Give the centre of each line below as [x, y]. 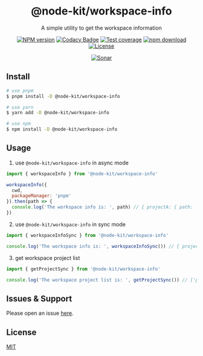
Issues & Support [39, 298]
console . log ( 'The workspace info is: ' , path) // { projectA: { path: [102, 207]
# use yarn [20, 107]
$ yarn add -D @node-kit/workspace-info [58, 113]
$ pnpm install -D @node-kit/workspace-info [63, 96]
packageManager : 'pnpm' [41, 196]
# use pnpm [20, 91]
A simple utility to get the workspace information [101, 28]
